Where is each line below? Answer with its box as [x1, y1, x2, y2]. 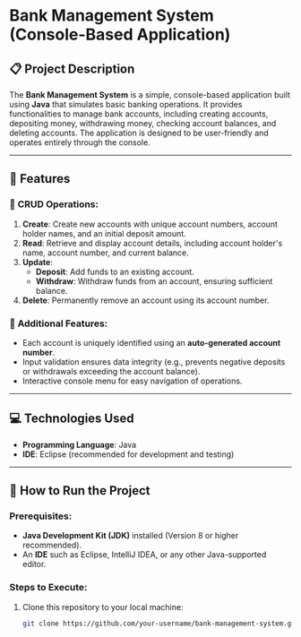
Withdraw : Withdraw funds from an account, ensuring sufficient [35, 275, 273, 287]
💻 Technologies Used [9, 411, 134, 426]
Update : [21, 256, 54, 267]
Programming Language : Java [21, 439, 137, 450]
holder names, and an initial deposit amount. [21, 228, 186, 238]
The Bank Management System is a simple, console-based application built [9, 90, 291, 99]
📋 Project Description [9, 61, 135, 76]
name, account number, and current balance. [21, 247, 190, 258]
